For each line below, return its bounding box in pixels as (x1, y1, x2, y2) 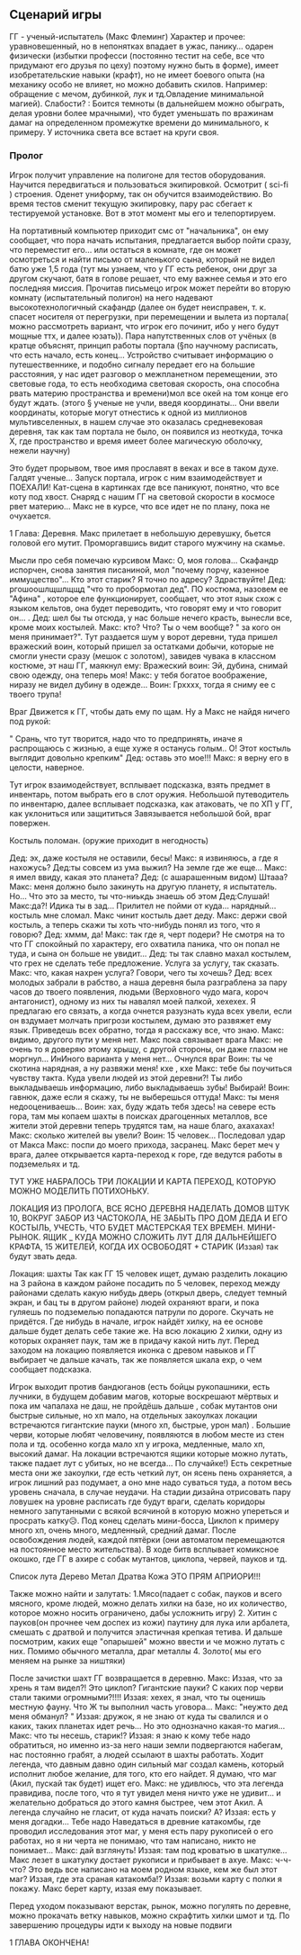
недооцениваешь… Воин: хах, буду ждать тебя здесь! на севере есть (9, 1102, 277, 1113)
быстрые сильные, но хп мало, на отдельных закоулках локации (9, 1410, 258, 1421)
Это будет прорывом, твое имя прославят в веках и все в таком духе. (9, 463, 279, 473)
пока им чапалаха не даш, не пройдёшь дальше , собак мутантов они (9, 1401, 278, 1411)
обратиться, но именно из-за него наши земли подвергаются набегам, (9, 1740, 284, 1751)
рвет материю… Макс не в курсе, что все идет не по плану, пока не (9, 501, 270, 512)
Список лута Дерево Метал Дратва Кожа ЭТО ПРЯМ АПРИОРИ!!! (9, 1571, 261, 1582)
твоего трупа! (9, 689, 62, 700)
